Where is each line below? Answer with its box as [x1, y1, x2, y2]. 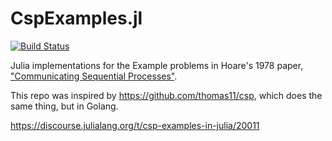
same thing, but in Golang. [10, 100, 119, 112]
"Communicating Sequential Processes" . [10, 70, 178, 82]
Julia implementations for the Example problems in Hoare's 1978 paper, [10, 59, 304, 71]
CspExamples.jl [10, 7, 143, 30]
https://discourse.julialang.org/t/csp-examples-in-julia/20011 [10, 119, 260, 131]
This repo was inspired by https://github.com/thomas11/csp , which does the [10, 89, 323, 101]
